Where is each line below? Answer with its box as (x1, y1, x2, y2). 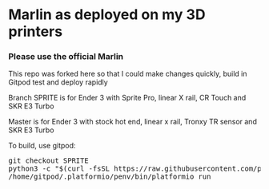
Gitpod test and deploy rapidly (8, 77, 108, 87)
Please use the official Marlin (8, 51, 124, 62)
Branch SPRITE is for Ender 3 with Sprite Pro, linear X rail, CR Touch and (8, 93, 247, 103)
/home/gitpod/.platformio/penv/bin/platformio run (8, 172, 211, 181)
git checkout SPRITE (8, 156, 90, 165)
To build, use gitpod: (8, 141, 76, 151)
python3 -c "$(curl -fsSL (8, 164, 110, 173)
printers (8, 22, 62, 41)
